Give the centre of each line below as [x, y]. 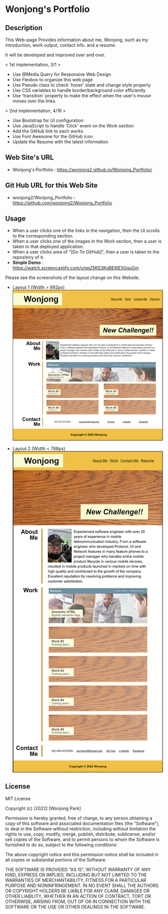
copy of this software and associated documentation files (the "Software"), [82, 823]
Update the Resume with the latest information [60, 142]
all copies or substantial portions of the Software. [56, 860]
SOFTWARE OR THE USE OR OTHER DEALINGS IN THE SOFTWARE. [75, 906]
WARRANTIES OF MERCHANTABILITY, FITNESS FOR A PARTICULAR [76, 880]
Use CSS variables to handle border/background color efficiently [79, 90]
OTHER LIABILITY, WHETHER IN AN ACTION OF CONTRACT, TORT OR [78, 896]
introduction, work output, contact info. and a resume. [61, 45]
